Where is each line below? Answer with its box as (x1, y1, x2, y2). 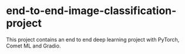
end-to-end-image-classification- (6, 4, 177, 18)
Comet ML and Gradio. (6, 42, 61, 49)
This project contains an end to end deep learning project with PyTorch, (6, 36, 180, 43)
